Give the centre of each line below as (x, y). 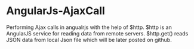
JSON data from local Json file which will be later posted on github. (89, 40)
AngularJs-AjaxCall (56, 11)
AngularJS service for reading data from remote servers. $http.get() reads (97, 33)
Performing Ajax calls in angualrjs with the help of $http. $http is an (89, 27)
